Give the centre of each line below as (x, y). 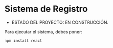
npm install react (23, 40)
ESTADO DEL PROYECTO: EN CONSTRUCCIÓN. (60, 22)
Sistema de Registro (46, 9)
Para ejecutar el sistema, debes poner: (44, 32)
